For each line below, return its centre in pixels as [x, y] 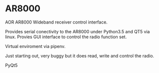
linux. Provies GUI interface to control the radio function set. [66, 37]
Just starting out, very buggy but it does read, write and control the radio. [79, 56]
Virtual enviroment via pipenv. [35, 46]
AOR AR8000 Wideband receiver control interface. [56, 22]
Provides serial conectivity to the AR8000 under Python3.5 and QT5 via [78, 31]
